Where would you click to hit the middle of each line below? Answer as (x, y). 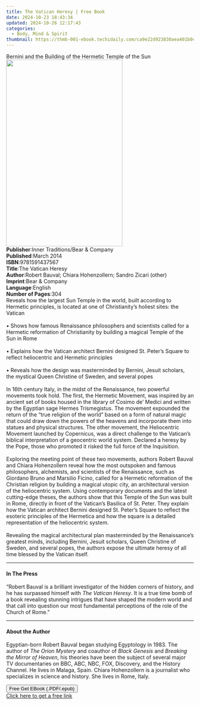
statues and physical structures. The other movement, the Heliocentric (93, 427)
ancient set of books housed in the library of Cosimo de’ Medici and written (99, 402)
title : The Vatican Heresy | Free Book (56, 12)
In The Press (22, 574)
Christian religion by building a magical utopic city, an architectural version (98, 484)
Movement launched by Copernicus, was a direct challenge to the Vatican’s (99, 433)
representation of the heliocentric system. (57, 522)
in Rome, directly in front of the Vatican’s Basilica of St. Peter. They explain (97, 503)
